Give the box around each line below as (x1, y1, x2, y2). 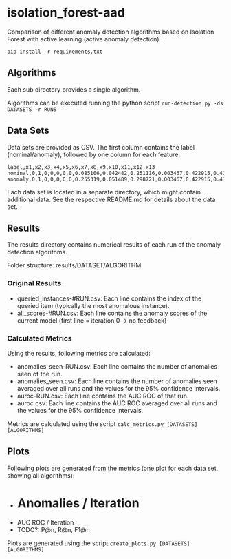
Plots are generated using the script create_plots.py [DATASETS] (7, 539, 190, 547)
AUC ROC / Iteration (16, 518, 74, 527)
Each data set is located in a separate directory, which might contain (7, 187, 201, 196)
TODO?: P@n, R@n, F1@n (16, 525, 91, 533)
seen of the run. (16, 369, 63, 378)
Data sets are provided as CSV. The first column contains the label (7, 143, 195, 151)
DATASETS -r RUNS (7, 105, 57, 113)
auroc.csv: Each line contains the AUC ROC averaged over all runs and (16, 398, 218, 407)
